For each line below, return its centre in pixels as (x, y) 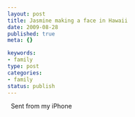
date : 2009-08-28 (33, 27)
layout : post (27, 14)
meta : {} (20, 40)
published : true (31, 34)
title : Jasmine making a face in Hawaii (68, 21)
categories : (25, 73)
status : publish (31, 86)
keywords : (22, 53)
